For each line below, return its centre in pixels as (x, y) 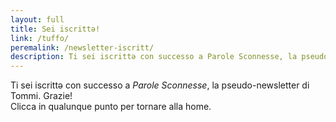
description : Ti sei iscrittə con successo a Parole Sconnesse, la (154, 57)
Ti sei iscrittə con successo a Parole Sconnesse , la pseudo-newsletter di (160, 85)
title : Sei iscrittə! (55, 29)
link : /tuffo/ (40, 38)
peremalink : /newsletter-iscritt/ (82, 47)
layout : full (37, 19)
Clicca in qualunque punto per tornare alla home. (111, 107)
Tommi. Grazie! (41, 96)
